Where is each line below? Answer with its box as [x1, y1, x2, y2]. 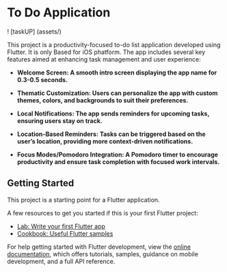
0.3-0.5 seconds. [16, 75, 68, 83]
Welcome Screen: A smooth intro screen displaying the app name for [16, 68, 217, 77]
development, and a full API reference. [7, 257, 116, 265]
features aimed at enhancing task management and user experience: [7, 55, 201, 63]
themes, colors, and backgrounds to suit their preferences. [16, 96, 189, 104]
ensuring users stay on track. [16, 116, 103, 124]
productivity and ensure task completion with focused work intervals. [16, 157, 220, 165]
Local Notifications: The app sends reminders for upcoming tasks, [16, 109, 210, 118]
